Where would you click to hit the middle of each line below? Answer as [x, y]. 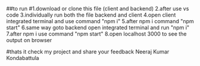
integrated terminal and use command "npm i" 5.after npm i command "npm [100, 21]
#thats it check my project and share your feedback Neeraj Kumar [88, 52]
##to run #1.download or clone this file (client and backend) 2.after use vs [98, 9]
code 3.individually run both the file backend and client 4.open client [91, 15]
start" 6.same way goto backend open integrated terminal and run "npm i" [98, 27]
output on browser [29, 40]
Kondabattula [23, 58]
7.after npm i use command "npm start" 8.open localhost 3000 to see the [97, 34]
